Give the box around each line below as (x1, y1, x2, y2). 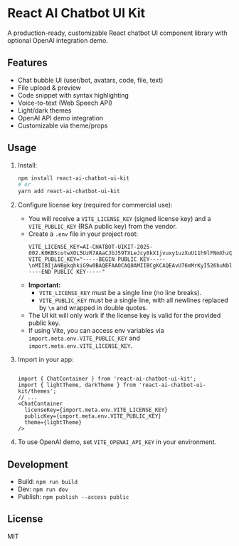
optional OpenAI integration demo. (7, 36, 108, 44)
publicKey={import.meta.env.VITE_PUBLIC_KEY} (24, 413, 161, 420)
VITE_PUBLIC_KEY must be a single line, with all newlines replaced (38, 296, 229, 304)
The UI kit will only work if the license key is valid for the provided (28, 311, 221, 320)
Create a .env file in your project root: (28, 230, 139, 238)
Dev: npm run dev (17, 485, 69, 493)
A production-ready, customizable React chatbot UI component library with (7, 29, 228, 37)
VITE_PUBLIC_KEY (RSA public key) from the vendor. (28, 222, 178, 231)
